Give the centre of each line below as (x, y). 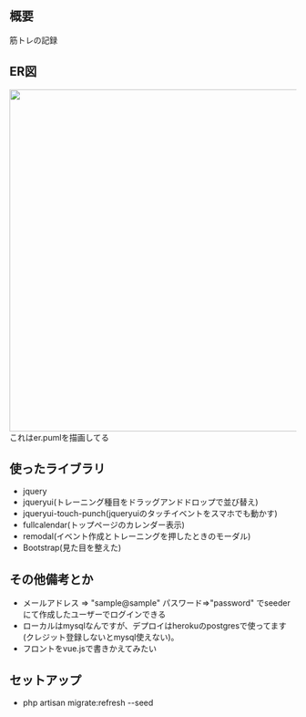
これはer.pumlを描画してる (59, 437)
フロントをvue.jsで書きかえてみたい (90, 649)
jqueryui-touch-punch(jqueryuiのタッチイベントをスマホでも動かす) (150, 514)
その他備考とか (51, 579)
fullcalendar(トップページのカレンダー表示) (103, 525)
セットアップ (46, 680)
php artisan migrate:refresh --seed (88, 703)
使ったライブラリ (57, 469)
